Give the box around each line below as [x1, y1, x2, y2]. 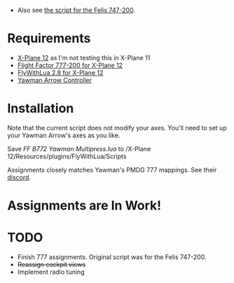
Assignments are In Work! [7, 198, 162, 214]
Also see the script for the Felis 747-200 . [17, 6, 135, 14]
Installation [7, 101, 74, 116]
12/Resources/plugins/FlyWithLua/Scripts [7, 152, 127, 160]
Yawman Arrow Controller [17, 76, 92, 84]
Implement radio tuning [17, 268, 85, 276]
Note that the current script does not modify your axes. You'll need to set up [7, 123, 227, 132]
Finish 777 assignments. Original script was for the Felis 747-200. [17, 253, 207, 261]
